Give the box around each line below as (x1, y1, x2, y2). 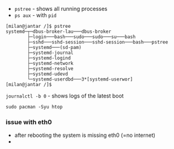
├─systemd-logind (27, 55, 71, 61)
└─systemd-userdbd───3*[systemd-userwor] (27, 76, 134, 82)
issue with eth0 (5, 118, 52, 126)
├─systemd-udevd (27, 71, 68, 77)
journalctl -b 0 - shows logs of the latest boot (5, 92, 124, 99)
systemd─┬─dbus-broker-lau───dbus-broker (5, 28, 112, 35)
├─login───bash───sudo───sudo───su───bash (27, 34, 136, 40)
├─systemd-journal (27, 50, 74, 56)
